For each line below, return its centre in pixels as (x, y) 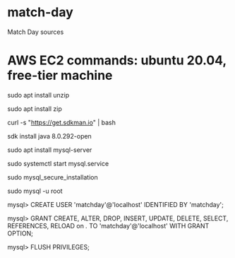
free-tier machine (60, 76)
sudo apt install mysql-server (50, 150)
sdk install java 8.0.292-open (49, 136)
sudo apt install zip (35, 109)
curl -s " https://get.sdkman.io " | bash (62, 122)
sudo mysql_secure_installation (53, 177)
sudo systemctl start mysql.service (58, 163)
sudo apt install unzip (38, 95)
